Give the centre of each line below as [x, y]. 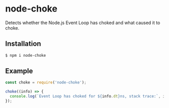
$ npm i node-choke [26, 55]
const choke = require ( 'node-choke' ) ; [46, 83]
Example [19, 71]
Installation [23, 44]
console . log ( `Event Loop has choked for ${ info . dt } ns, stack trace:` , [85, 96]
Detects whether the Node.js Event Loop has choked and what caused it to [83, 23]
